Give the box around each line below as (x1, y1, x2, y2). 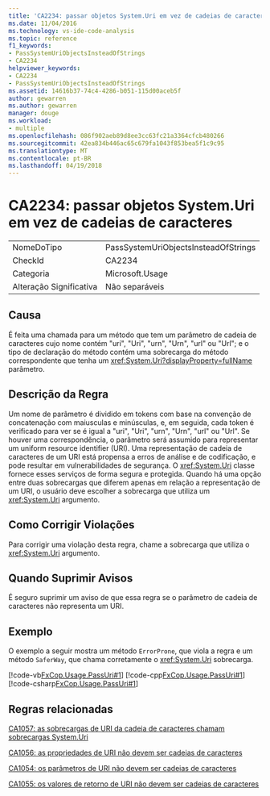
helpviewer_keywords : (8, 65, 81, 73)
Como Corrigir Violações (8, 518, 135, 532)
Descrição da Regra (8, 388, 108, 402)
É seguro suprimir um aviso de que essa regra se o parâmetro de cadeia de (8, 593, 258, 602)
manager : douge (8, 110, 59, 118)
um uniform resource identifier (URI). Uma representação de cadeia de (8, 443, 243, 452)
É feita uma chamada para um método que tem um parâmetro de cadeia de (8, 330, 257, 340)
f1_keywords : (8, 42, 52, 50)
